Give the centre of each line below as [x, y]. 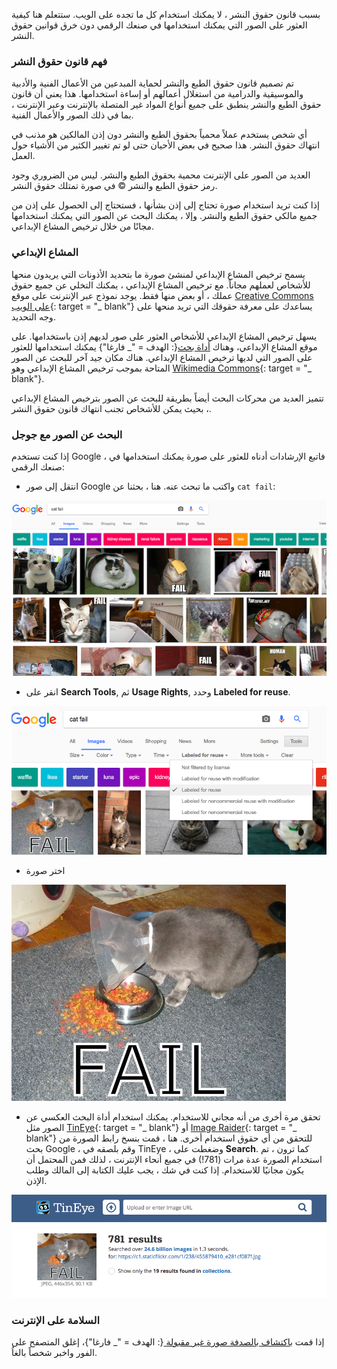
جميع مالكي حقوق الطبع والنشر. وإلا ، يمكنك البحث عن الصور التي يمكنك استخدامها [164, 216]
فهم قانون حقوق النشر [59, 61]
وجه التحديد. [33, 316]
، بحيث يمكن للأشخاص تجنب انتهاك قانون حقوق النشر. [111, 408]
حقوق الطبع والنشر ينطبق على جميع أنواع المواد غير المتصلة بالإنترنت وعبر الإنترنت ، [166, 105]
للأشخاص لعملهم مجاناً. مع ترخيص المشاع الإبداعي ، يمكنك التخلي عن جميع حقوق [161, 285]
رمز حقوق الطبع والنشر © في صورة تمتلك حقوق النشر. [114, 186]
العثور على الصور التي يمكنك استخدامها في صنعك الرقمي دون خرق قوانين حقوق [159, 25]
